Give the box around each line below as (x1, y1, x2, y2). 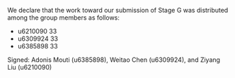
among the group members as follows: (7, 13, 120, 22)
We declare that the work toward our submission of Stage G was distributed (7, 6, 229, 14)
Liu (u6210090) (7, 63, 52, 71)
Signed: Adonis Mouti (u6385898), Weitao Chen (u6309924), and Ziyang (7, 56, 221, 64)
